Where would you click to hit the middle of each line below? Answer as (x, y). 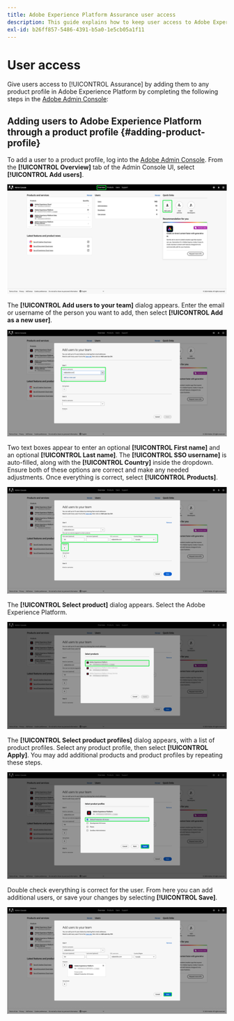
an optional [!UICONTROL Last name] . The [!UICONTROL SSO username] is (117, 455)
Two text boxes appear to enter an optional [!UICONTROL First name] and (114, 448)
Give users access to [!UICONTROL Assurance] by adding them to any (108, 85)
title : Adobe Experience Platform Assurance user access (92, 15)
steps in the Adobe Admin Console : (58, 99)
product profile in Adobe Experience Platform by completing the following (113, 92)
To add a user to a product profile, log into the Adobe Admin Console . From (115, 160)
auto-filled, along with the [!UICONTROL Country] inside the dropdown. (110, 463)
